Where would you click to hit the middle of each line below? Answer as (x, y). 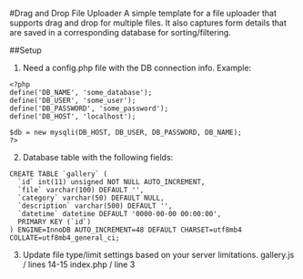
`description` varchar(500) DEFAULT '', (95, 206)
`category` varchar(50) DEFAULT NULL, (91, 198)
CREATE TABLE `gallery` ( (58, 174)
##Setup (26, 50)
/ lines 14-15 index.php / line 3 (79, 264)
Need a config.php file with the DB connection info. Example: (137, 68)
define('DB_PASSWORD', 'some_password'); (89, 108)
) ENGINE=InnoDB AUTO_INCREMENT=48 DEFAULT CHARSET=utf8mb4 (126, 230)
